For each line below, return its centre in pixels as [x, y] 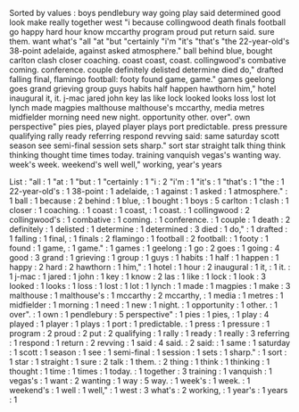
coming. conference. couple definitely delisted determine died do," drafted [146, 70]
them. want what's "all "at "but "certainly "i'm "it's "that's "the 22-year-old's [149, 41]
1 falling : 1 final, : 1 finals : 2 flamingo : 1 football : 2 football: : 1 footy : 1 [139, 239]
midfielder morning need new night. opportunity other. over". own [130, 117]
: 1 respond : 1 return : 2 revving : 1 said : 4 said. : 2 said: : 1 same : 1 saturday [150, 343]
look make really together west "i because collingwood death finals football [148, 22]
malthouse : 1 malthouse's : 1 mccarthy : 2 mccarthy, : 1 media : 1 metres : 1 [146, 295]
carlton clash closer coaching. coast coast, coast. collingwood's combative [148, 60]
